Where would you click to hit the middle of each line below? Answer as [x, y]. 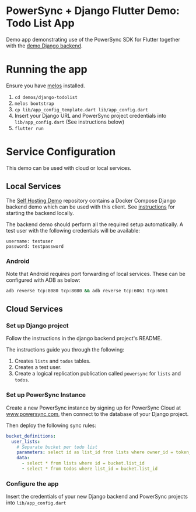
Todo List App [40, 23]
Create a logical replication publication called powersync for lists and [98, 374]
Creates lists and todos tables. [52, 361]
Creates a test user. [38, 367]
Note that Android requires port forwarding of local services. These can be [96, 274]
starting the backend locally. [40, 213]
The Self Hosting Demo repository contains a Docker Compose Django [91, 200]
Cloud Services [34, 309]
